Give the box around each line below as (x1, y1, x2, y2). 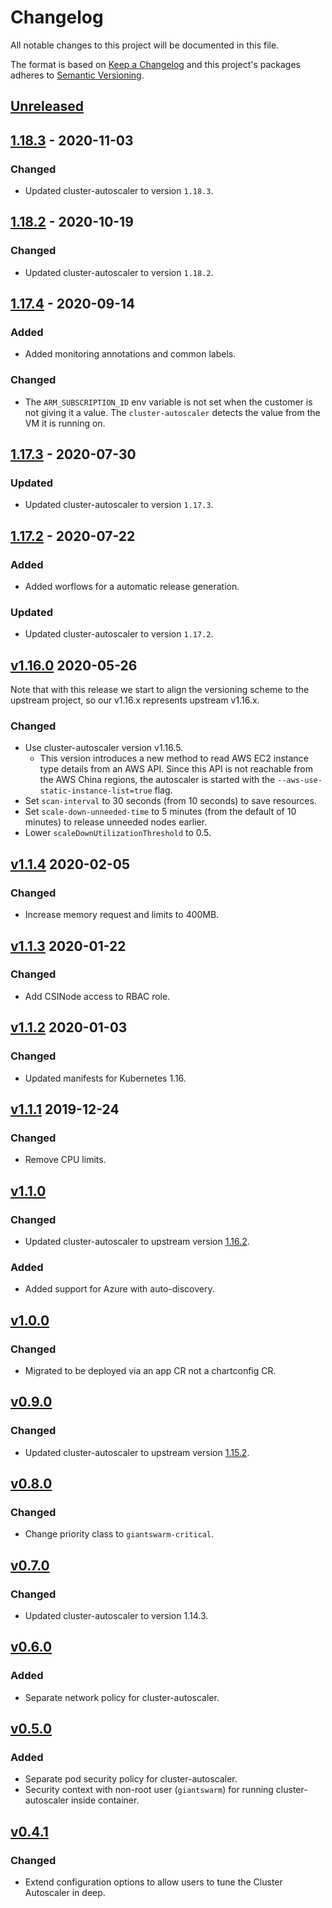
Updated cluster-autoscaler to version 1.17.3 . (24, 499, 214, 511)
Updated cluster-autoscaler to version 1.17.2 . (24, 628, 214, 640)
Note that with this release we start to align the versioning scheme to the (10, 684, 310, 696)
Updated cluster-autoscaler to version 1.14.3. (24, 1609, 209, 1621)
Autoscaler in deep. (24, 1887, 106, 1899)
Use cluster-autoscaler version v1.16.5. (24, 742, 184, 754)
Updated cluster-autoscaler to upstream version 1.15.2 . (24, 1446, 250, 1458)
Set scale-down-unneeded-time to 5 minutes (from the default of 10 (24, 806, 297, 818)
